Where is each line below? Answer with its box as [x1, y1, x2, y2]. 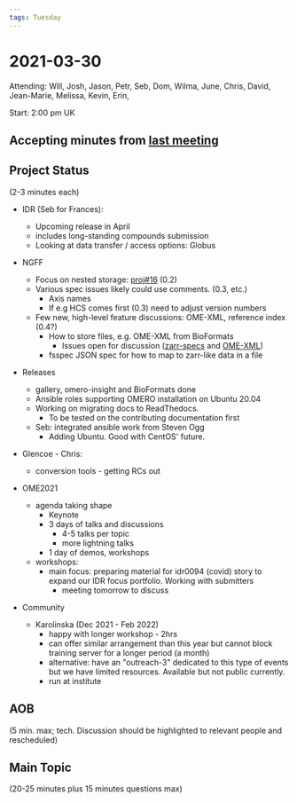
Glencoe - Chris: [21, 448, 82, 459]
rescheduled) [9, 734, 59, 745]
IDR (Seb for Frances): [21, 203, 104, 214]
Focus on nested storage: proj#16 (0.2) [35, 274, 177, 285]
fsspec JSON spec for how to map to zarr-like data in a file [48, 350, 263, 360]
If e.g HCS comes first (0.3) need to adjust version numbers [48, 303, 267, 313]
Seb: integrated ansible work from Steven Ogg [35, 421, 206, 432]
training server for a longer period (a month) [48, 647, 210, 657]
